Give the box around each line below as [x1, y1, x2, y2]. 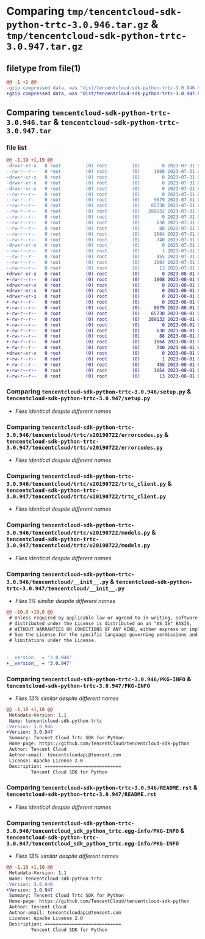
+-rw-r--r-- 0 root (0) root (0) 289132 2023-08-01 [6, 316, 195, 322]
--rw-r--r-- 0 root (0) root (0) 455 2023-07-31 [6, 254, 195, 260]
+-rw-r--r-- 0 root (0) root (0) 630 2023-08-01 [6, 327, 195, 334]
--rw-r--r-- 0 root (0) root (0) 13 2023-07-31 [6, 265, 195, 271]
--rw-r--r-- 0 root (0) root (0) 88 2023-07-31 [6, 225, 195, 232]
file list [6, 143, 27, 152]
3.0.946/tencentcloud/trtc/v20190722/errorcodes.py [6, 431, 164, 438]
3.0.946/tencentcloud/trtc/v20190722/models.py [6, 530, 151, 536]
